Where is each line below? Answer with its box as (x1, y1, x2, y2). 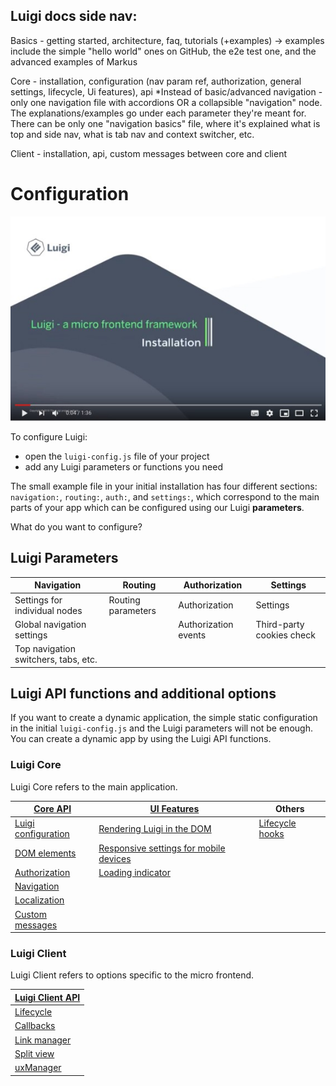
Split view (14, 1047, 55, 1059)
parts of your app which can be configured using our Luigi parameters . (10, 501, 305, 513)
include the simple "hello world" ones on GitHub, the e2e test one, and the (10, 45, 317, 57)
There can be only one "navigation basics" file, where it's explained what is (10, 117, 321, 129)
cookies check (255, 629, 316, 641)
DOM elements (14, 847, 77, 859)
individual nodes (14, 604, 83, 616)
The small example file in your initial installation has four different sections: (10, 480, 318, 492)
